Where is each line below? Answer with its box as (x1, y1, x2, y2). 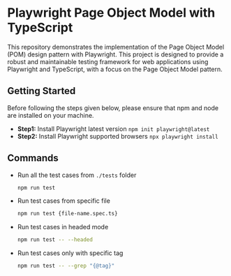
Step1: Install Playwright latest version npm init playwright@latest (17, 124, 210, 133)
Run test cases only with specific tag (17, 249, 124, 257)
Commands (7, 152, 59, 164)
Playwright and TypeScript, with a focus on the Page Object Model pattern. (7, 65, 223, 73)
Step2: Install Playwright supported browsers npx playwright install (17, 132, 218, 140)
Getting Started (7, 85, 76, 97)
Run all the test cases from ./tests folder (17, 171, 137, 179)
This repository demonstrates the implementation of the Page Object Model (7, 43, 225, 51)
